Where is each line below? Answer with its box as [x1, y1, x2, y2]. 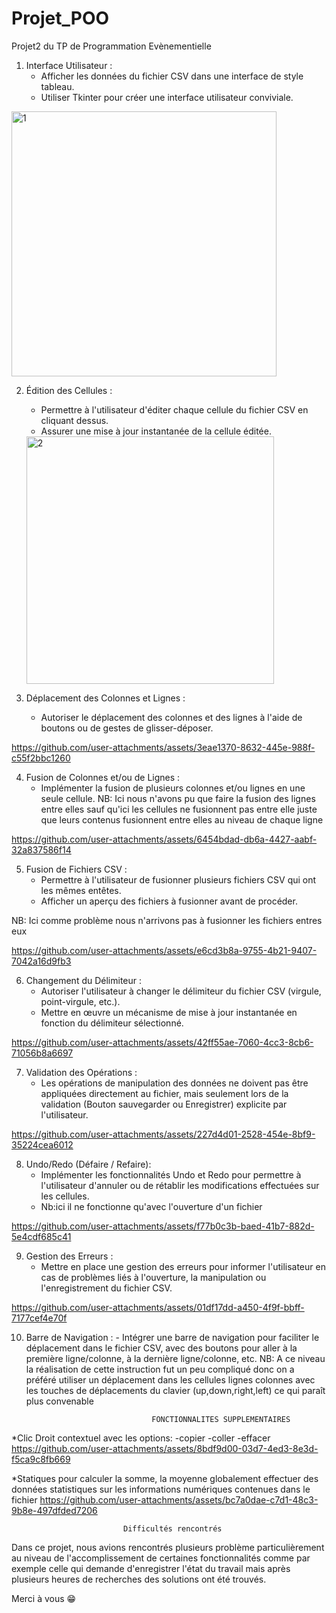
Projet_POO [11, 7, 110, 30]
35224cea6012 [11, 1138, 74, 1151]
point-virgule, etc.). [40, 995, 121, 1007]
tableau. [40, 80, 75, 92]
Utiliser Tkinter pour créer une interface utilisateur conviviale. [40, 91, 294, 103]
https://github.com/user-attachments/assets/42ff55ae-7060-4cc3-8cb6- [11, 1036, 314, 1048]
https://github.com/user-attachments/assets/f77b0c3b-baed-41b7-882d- [11, 1220, 315, 1232]
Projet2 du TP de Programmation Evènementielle [11, 40, 212, 52]
